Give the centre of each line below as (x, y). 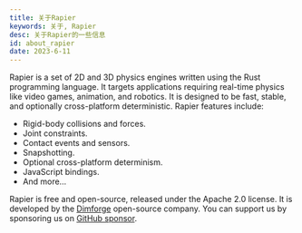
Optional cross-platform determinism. (93, 162)
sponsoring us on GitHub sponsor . (73, 218)
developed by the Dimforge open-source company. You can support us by (148, 209)
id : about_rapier (42, 43)
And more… (44, 181)
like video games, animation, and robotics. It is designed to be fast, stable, (148, 97)
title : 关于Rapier (43, 18)
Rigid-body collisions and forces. (84, 124)
